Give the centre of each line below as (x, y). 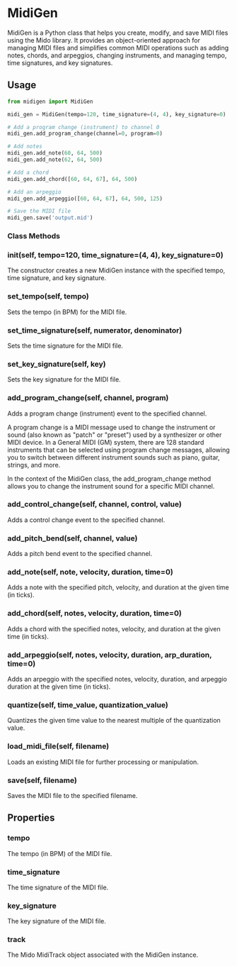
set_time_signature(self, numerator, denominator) (95, 330)
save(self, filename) (42, 780)
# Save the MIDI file (39, 211)
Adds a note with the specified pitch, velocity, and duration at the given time (118, 587)
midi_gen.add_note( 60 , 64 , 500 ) (55, 153)
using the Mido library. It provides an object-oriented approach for (104, 40)
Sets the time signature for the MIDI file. (65, 345)
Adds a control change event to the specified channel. (86, 520)
